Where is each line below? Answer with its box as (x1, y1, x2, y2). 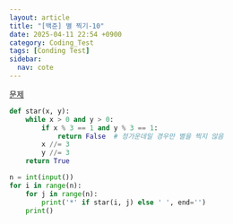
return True (25, 157, 70, 166)
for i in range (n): (9, 181, 82, 190)
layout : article (9, 13, 70, 22)
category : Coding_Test (9, 38, 94, 47)
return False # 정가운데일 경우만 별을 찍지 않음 (56, 132, 224, 141)
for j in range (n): (25, 189, 99, 198)
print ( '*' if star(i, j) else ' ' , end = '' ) (41, 198, 206, 207)
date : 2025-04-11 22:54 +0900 (9, 30, 123, 39)
